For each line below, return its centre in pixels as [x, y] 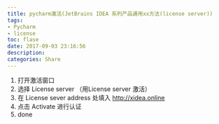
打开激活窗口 [36, 80]
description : [26, 53]
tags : [15, 20]
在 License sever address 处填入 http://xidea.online [91, 97]
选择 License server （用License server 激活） [84, 89]
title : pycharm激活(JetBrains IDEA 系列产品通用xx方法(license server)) [110, 14]
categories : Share [34, 60]
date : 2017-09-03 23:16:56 [47, 46]
